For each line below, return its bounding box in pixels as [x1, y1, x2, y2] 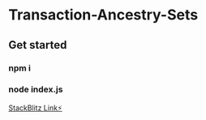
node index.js [8, 84, 63, 95]
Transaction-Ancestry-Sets [8, 6, 199, 24]
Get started [8, 38, 67, 52]
